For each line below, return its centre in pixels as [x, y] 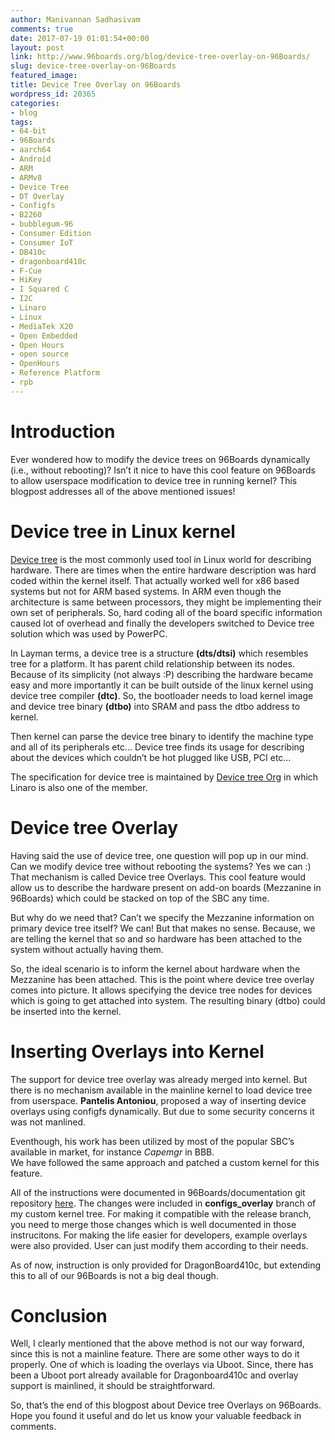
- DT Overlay [37, 196]
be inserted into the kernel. [66, 1011]
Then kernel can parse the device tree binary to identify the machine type [162, 736]
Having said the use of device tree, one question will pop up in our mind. [159, 855]
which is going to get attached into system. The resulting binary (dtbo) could [168, 1000]
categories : [35, 103]
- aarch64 [31, 150]
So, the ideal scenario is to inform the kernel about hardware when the [155, 968]
